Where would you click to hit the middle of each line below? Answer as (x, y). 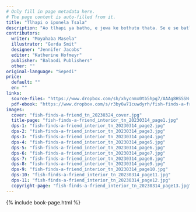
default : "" (26, 83)
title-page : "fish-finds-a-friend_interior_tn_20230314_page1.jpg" (95, 121)
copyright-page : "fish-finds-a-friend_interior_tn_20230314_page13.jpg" (101, 186)
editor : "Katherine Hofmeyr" (47, 55)
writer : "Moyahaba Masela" (44, 39)
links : (14, 93)
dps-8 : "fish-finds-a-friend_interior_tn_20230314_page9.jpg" (88, 164)
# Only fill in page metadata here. (50, 11)
